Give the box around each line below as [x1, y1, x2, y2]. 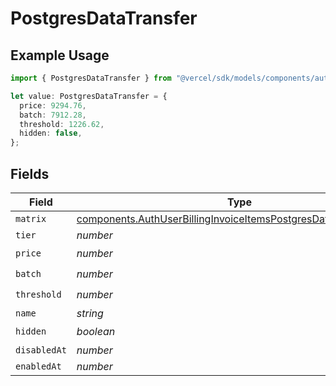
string [76, 306, 104, 320]
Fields [10, 165, 50, 182]
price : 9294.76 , [19, 100, 87, 111]
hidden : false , [19, 128, 83, 139]
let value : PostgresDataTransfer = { [10, 91, 168, 101]
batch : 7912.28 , [19, 110, 87, 120]
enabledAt [15, 360, 62, 372]
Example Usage [10, 47, 110, 64]
